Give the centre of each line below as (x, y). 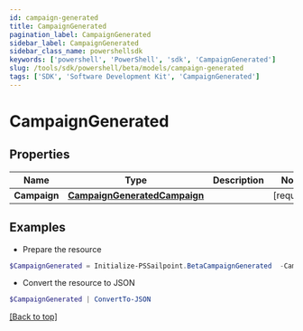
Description (238, 180)
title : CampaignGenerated (58, 26)
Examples (37, 227)
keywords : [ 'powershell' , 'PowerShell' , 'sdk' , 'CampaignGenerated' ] (143, 60)
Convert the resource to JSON (78, 283)
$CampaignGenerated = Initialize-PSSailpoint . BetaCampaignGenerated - (147, 266)
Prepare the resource (62, 249)
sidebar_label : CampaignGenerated (74, 43)
